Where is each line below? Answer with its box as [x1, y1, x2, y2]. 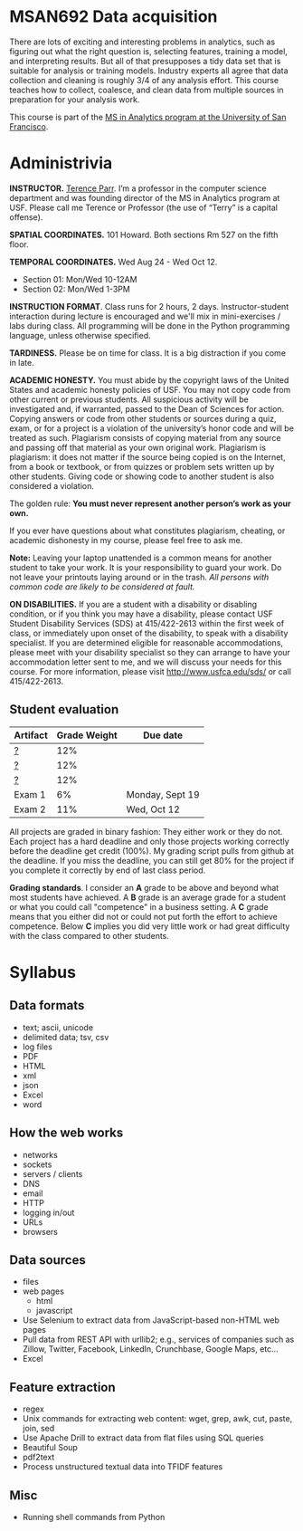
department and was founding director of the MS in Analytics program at [9, 192, 280, 203]
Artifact [14, 729, 48, 742]
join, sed [22, 1423, 55, 1434]
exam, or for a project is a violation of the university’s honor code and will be [9, 423, 294, 434]
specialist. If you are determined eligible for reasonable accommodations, [9, 636, 283, 648]
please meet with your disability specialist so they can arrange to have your [9, 646, 291, 657]
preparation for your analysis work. [9, 93, 140, 105]
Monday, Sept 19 [126, 788, 201, 800]
